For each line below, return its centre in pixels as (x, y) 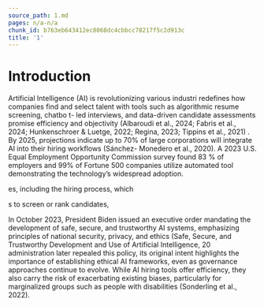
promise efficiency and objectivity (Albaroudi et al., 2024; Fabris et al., (122, 124)
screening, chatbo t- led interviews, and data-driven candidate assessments (132, 115)
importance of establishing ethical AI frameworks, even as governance (123, 262)
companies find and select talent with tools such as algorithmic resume (124, 106)
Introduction (50, 76)
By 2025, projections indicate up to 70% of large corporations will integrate (130, 140)
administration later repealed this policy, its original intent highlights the (124, 253)
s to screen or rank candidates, (59, 204)
